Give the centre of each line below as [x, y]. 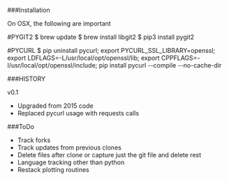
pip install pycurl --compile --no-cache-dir [160, 65]
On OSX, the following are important [59, 23]
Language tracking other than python [71, 162]
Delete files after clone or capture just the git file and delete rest [109, 155]
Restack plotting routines [53, 170]
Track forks [34, 140]
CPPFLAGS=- [180, 58]
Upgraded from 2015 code [55, 106]
